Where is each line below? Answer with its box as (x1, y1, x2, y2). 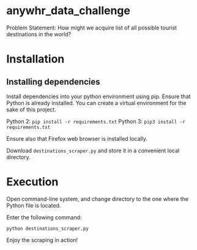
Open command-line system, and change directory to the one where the (6, 195, 188, 203)
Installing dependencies (6, 76, 100, 87)
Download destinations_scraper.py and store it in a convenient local (6, 147, 180, 154)
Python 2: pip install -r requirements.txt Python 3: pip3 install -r (6, 117, 185, 125)
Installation (6, 52, 65, 66)
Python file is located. (6, 201, 61, 209)
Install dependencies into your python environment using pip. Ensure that (6, 93, 191, 100)
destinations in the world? (6, 30, 72, 37)
